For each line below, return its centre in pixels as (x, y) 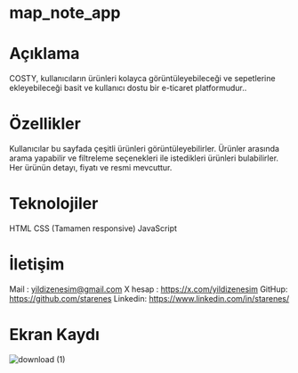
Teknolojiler (54, 204)
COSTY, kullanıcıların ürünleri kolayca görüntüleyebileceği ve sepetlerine (142, 79)
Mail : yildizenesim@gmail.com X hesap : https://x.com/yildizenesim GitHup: (149, 289)
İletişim (37, 265)
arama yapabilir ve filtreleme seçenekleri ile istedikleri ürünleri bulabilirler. (144, 158)
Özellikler (45, 124)
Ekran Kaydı (55, 335)
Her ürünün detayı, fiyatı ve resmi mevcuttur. (91, 168)
